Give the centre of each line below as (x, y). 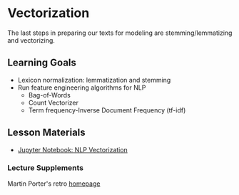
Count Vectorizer (53, 102)
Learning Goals (42, 63)
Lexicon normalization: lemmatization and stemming (94, 80)
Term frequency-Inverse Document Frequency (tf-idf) (107, 110)
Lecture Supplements (46, 168)
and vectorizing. (31, 40)
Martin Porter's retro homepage (54, 184)
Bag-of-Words (50, 95)
